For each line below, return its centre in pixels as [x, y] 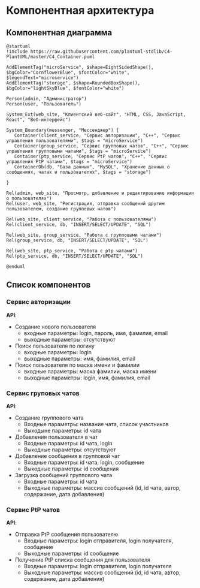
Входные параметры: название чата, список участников [96, 424]
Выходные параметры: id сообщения [71, 469]
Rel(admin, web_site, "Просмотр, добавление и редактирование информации [100, 193]
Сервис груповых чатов [43, 393]
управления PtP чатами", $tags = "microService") [69, 162]
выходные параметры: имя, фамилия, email [80, 358]
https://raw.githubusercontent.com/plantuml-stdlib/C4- [101, 52]
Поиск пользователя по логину [54, 346]
